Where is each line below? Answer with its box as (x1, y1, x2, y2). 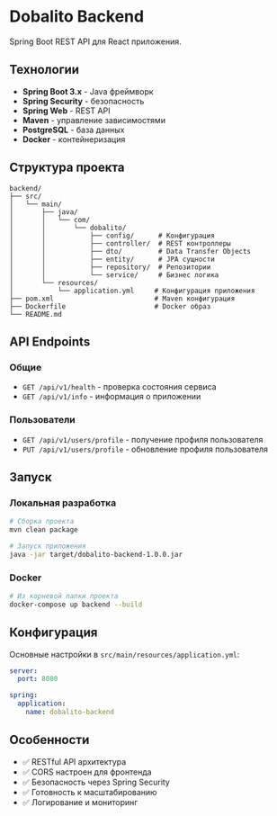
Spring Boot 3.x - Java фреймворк (22, 85, 155, 96)
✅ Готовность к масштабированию (22, 786, 157, 797)
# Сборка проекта (9, 517, 75, 526)
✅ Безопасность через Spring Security (22, 776, 171, 787)
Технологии (9, 62, 79, 77)
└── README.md (9, 309, 63, 318)
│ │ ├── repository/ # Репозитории (9, 263, 211, 272)
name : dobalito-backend (25, 708, 115, 717)
